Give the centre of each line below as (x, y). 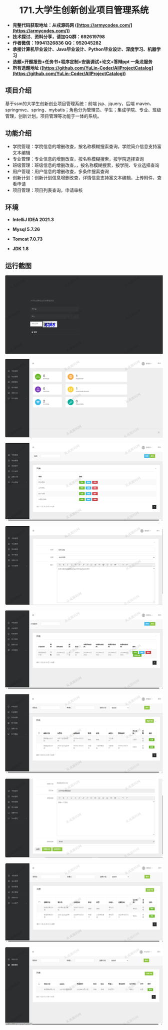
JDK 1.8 (20, 249)
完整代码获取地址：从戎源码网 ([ (45, 25)
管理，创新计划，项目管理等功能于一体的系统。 (53, 116)
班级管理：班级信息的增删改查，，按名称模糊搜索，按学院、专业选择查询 (86, 165)
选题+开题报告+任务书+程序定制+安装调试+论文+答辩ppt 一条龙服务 (82, 62)
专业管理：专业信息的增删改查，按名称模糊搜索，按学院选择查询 (78, 159)
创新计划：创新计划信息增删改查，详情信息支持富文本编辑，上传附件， (85, 178)
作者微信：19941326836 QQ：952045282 (57, 43)
